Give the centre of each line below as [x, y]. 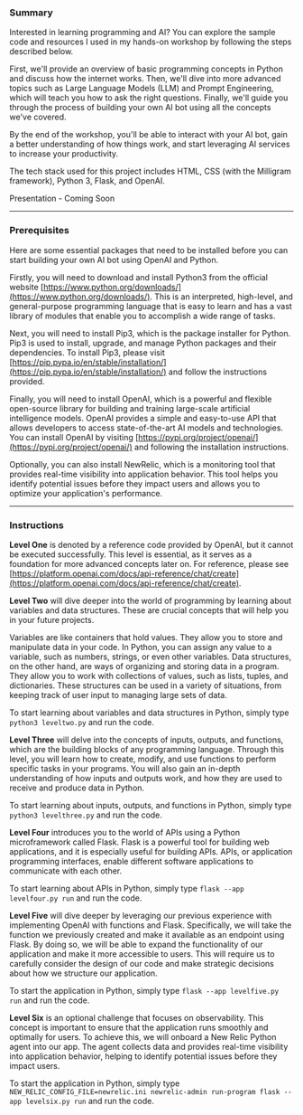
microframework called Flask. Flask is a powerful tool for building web [139, 842]
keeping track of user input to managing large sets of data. [118, 695]
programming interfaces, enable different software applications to [132, 861]
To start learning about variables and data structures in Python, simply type [149, 713]
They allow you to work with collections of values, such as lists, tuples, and [149, 676]
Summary [32, 13]
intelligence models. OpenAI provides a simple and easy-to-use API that [143, 418]
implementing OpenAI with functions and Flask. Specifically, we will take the [151, 925]
